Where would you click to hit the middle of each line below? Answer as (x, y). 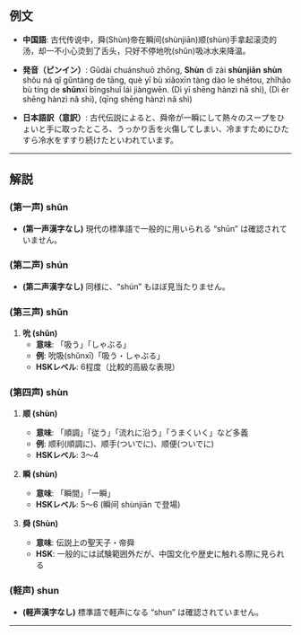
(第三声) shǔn (39, 312)
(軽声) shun (34, 591)
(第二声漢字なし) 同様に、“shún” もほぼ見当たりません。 (126, 287)
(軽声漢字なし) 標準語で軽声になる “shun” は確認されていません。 (143, 612)
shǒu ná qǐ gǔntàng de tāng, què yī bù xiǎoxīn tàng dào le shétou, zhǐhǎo (156, 80)
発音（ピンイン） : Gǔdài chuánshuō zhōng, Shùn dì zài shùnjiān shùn (152, 69)
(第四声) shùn (39, 392)
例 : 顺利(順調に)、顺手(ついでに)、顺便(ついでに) (125, 444)
